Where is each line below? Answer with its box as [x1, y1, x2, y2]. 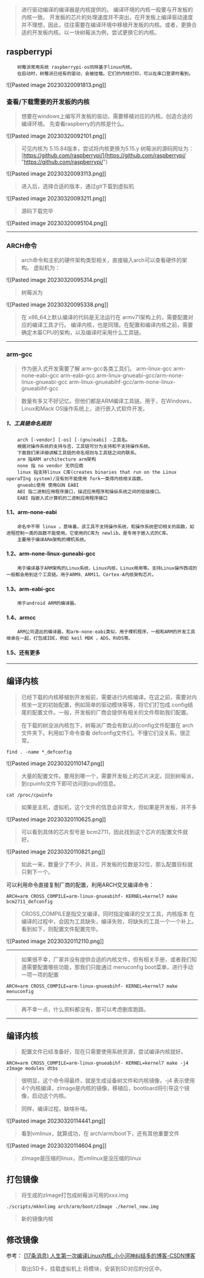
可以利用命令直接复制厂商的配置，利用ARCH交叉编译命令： [6, 881, 155, 888]
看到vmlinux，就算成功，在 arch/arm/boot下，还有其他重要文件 [21, 1130, 180, 1137]
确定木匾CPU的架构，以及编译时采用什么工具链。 [21, 329, 144, 336]
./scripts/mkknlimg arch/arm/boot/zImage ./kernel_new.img [6, 1204, 159, 1210]
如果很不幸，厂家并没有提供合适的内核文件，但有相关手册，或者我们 [21, 956, 192, 963]
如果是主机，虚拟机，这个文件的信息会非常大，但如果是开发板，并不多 [21, 803, 197, 811]
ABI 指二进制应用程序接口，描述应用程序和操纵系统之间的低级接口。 [17, 489, 164, 495]
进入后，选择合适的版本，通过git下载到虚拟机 [21, 183, 135, 190]
